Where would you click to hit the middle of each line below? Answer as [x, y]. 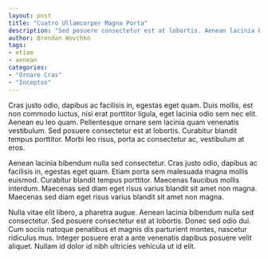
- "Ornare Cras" [35, 75]
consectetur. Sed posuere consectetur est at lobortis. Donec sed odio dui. [130, 221]
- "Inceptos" [30, 82]
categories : [28, 68]
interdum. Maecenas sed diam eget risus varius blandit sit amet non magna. [133, 188]
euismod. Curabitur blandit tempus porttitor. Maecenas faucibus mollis [124, 179]
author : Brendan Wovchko [49, 38]
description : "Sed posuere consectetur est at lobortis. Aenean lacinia [132, 30]
